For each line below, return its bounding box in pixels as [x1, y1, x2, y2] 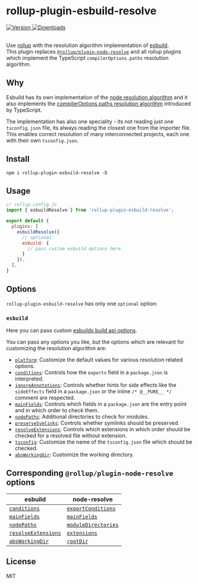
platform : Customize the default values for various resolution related [14, 356, 183, 363]
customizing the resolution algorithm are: [6, 344, 107, 351]
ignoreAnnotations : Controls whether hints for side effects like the [14, 381, 177, 388]
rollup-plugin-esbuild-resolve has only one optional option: [6, 300, 158, 307]
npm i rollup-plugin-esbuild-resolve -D [6, 169, 108, 176]
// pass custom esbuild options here [27, 246, 121, 252]
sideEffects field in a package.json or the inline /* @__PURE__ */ [14, 388, 172, 395]
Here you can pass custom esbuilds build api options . [6, 326, 138, 334]
